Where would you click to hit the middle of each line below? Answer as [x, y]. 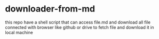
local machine [19, 32]
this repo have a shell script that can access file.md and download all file [78, 22]
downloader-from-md [50, 9]
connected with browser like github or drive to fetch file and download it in [79, 27]
